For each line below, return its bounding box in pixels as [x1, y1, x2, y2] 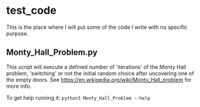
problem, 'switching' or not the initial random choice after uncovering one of [6, 70, 195, 77]
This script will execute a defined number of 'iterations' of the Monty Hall [6, 63, 187, 70]
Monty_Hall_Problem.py [6, 47, 98, 58]
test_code [6, 4, 57, 17]
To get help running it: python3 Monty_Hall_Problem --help [6, 94, 151, 101]
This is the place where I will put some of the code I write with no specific [6, 23, 187, 31]
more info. [6, 82, 32, 90]
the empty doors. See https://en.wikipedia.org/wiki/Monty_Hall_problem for [6, 76, 192, 83]
